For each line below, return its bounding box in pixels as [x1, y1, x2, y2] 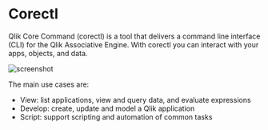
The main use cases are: [8, 79, 90, 89]
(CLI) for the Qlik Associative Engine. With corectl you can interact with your [8, 39, 259, 49]
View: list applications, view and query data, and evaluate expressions [19, 95, 251, 104]
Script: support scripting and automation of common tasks [19, 112, 213, 121]
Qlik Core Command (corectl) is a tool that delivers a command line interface [8, 31, 261, 41]
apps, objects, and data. [8, 48, 88, 58]
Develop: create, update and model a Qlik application [19, 104, 195, 113]
